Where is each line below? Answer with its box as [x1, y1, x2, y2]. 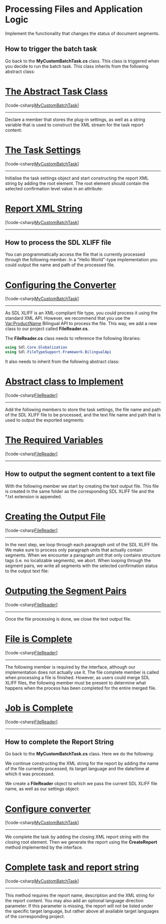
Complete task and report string [5, 862, 139, 873]
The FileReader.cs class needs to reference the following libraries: [5, 336, 141, 342]
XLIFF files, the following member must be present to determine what [5, 680, 146, 686]
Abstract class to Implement [5, 376, 124, 387]
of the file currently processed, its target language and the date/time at [5, 766, 150, 772]
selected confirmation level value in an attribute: [5, 185, 103, 191]
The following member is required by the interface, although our [5, 664, 136, 670]
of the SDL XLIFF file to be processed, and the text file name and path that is [5, 412, 161, 417]
